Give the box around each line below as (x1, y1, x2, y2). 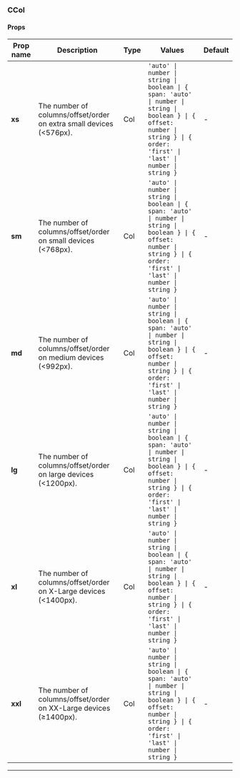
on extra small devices (38, 119, 114, 129)
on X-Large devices (38, 587, 106, 597)
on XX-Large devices (38, 703, 111, 713)
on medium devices (38, 353, 104, 363)
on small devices (38, 236, 95, 246)
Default (203, 45, 229, 55)
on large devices (38, 470, 94, 480)
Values (160, 45, 184, 55)
